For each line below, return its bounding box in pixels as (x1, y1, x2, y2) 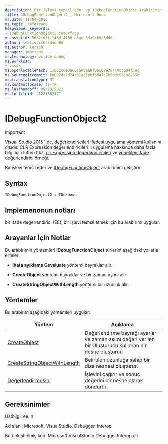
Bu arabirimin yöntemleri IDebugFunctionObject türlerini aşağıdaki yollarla (5, 247, 159, 253)
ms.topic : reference (5, 21, 48, 27)
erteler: (5, 252, 20, 258)
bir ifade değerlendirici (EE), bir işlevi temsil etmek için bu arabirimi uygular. (5, 219, 160, 225)
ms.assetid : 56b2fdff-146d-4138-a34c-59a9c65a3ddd (5, 36, 113, 41)
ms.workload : (5, 59, 32, 64)
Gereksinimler (5, 400, 50, 408)
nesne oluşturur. (84, 348, 123, 355)
